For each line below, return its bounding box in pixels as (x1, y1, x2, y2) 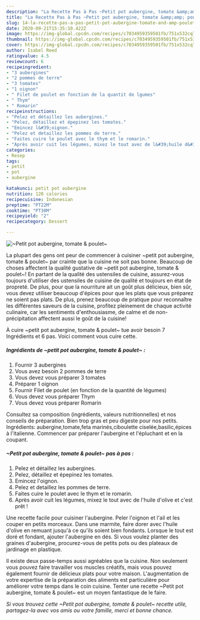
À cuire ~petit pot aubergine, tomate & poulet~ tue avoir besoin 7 (6, 327, 165, 333)
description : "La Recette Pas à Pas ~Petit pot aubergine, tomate (6, 8, 174, 15)
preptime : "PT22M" (6, 202, 52, 208)
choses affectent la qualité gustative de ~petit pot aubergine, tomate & (6, 264, 179, 271)
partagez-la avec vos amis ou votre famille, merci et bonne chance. (6, 606, 173, 613)
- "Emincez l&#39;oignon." (6, 125, 73, 131)
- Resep (6, 152, 26, 158)
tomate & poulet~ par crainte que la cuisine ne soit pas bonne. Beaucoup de (6, 258, 192, 265)
